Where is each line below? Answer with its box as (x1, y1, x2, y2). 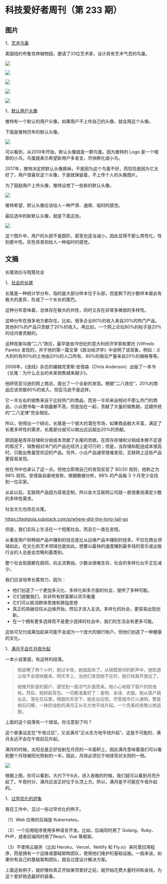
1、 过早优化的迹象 (5, 795, 42, 801)
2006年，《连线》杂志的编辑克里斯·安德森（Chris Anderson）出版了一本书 (5, 364, 156, 370)
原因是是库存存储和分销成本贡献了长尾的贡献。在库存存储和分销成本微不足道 (5, 437, 162, 443)
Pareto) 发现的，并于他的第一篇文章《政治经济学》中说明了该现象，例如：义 (5, 347, 161, 353)
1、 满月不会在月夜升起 (5, 645, 51, 652)
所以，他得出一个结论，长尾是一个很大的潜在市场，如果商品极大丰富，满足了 (5, 420, 162, 426)
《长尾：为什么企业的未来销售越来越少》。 (5, 370, 90, 376)
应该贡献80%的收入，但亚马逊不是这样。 (9, 387, 93, 393)
